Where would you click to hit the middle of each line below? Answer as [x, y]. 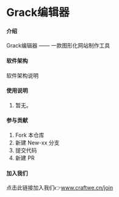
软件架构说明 [22, 75]
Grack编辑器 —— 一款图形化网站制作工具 [58, 46]
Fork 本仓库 [30, 135]
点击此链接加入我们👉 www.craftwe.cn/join [60, 188]
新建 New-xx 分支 [37, 143]
